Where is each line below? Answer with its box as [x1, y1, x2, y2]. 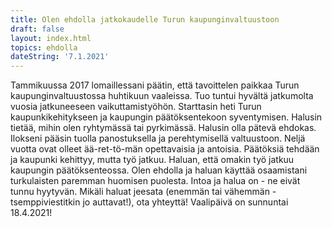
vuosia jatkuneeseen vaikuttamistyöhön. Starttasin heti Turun [10, 101, 262, 113]
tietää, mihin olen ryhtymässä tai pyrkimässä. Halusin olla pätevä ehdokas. [10, 122, 317, 134]
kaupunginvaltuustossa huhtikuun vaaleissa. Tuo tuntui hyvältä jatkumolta [10, 90, 314, 102]
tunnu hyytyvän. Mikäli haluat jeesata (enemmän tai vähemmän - [10, 186, 277, 198]
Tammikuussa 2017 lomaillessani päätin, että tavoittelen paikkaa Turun [10, 79, 300, 91]
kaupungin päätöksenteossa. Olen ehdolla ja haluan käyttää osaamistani [10, 164, 308, 176]
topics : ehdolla [10, 42, 78, 53]
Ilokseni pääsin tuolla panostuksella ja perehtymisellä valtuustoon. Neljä [10, 132, 306, 145]
